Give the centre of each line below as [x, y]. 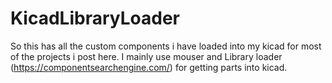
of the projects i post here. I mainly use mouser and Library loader [146, 56]
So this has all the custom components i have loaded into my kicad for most [166, 46]
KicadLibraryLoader [95, 18]
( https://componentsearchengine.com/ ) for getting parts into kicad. [149, 67]
